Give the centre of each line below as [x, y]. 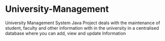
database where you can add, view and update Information [65, 33]
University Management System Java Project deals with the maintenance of [83, 23]
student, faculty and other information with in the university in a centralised [82, 28]
